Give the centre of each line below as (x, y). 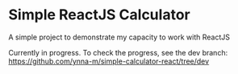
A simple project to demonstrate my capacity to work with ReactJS (119, 37)
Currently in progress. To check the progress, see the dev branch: (118, 52)
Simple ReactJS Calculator (100, 15)
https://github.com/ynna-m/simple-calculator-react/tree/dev (109, 61)
